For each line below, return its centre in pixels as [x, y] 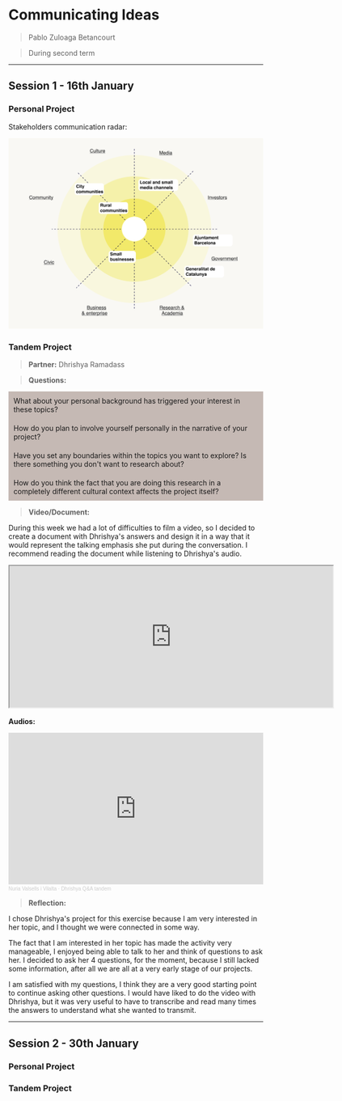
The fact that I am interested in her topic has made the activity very [120, 943]
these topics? [36, 409]
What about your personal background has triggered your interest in [127, 401]
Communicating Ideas [84, 15]
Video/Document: [59, 512]
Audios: [22, 722]
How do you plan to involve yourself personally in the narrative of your [131, 428]
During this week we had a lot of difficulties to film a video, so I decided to [132, 528]
